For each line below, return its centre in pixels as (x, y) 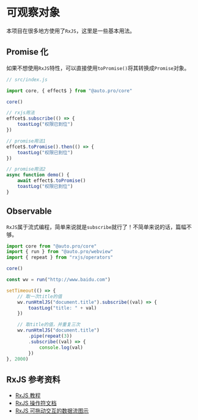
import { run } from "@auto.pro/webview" (60, 252)
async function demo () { (38, 175)
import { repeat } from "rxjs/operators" (60, 258)
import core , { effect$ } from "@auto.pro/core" (69, 91)
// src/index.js (27, 80)
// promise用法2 (26, 169)
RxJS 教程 (28, 395)
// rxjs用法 (20, 113)
